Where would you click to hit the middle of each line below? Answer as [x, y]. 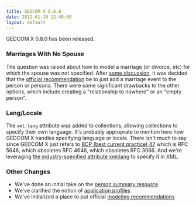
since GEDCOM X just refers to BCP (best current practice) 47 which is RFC [97, 144]
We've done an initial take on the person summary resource [86, 184]
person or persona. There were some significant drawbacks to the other [93, 85]
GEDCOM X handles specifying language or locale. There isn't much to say [97, 138]
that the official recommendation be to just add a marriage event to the [91, 79]
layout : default [26, 22]
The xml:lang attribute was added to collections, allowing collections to [92, 125]
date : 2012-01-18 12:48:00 [39, 17]
